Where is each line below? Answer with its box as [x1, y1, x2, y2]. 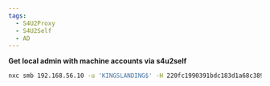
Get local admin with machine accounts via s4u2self [8, 56, 187, 66]
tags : [8, 11, 27, 20]
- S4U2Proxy [15, 19, 56, 27]
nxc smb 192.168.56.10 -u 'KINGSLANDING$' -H [8, 72, 163, 80]
